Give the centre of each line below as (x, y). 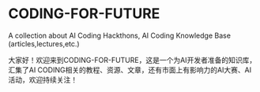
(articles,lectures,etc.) (44, 43)
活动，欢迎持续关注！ (43, 79)
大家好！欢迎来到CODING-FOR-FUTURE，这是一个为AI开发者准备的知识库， (132, 60)
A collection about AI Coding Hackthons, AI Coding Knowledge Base (120, 35)
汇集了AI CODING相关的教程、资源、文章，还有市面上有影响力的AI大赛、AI (130, 70)
